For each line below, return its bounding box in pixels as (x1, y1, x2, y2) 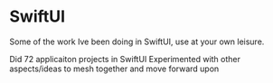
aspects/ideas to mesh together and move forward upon (9, 63, 220, 74)
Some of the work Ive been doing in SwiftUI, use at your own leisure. (9, 36, 265, 47)
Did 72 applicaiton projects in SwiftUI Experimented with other (9, 53, 241, 64)
